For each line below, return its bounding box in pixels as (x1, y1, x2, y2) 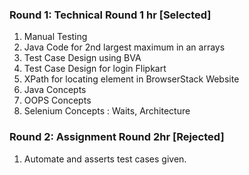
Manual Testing (23, 31, 88, 43)
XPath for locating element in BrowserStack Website (23, 73, 240, 85)
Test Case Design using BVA (23, 52, 142, 64)
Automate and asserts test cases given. (23, 153, 187, 165)
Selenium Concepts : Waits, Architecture (23, 105, 191, 117)
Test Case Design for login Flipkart (23, 63, 167, 75)
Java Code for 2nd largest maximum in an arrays (23, 41, 226, 53)
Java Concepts (23, 84, 87, 96)
